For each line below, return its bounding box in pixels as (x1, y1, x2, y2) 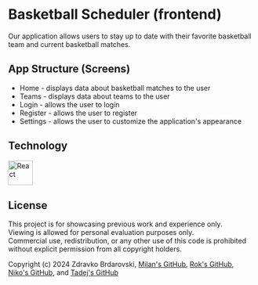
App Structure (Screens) (8, 63, 131, 76)
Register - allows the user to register (19, 108, 138, 117)
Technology (8, 139, 68, 153)
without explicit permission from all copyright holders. (8, 244, 182, 254)
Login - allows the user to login (19, 99, 120, 109)
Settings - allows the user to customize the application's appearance (19, 116, 242, 126)
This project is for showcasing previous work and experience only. (8, 219, 223, 229)
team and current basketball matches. (8, 39, 131, 49)
